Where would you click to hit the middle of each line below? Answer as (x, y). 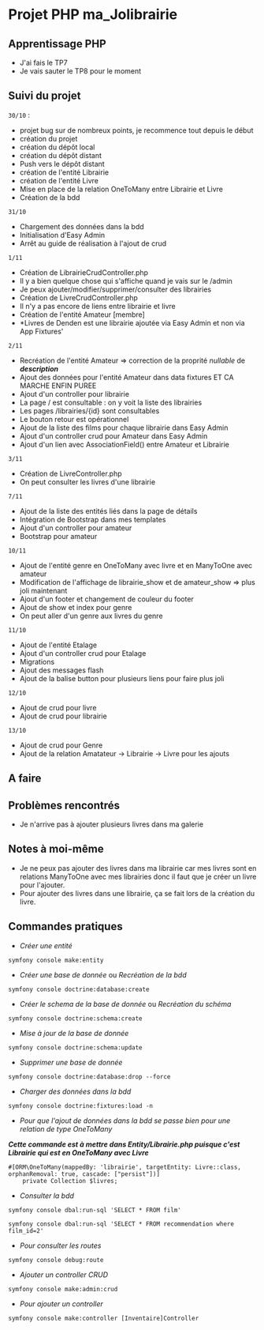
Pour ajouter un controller (61, 1304)
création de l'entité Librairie (64, 172)
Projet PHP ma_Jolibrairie (93, 15)
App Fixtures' (41, 331)
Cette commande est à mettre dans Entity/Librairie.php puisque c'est (124, 1144)
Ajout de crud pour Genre (61, 745)
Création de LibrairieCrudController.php (84, 272)
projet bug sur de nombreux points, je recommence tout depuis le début (136, 130)
